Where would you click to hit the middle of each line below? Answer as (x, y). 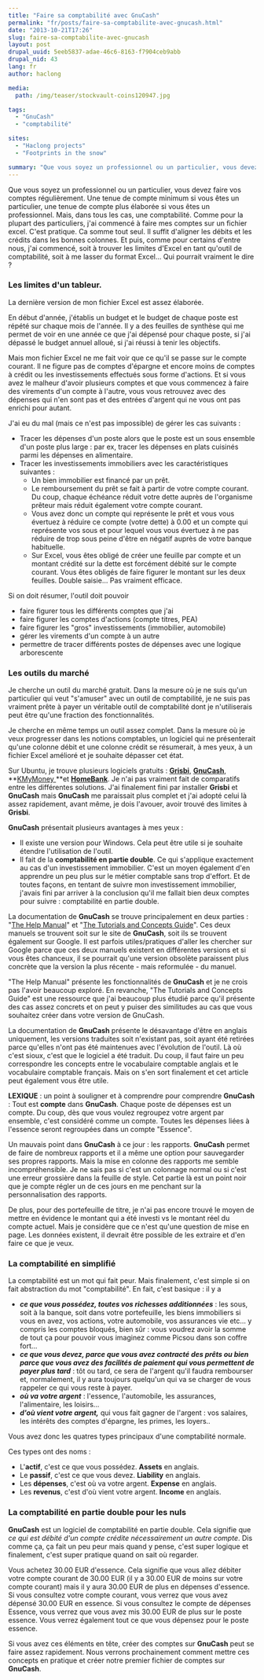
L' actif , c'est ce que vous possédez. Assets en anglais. (109, 1467)
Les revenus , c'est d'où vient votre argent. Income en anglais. (120, 1492)
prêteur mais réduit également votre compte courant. (117, 505)
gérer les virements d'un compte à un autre (89, 636)
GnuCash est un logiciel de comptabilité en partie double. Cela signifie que (130, 1529)
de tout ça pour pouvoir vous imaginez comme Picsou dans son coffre (133, 1338)
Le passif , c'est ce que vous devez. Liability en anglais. (110, 1476)
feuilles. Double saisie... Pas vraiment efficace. (107, 580)
